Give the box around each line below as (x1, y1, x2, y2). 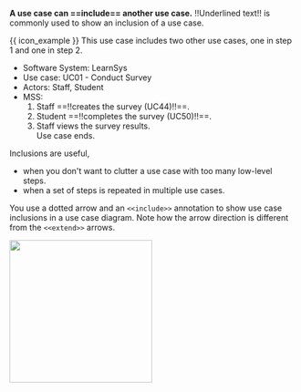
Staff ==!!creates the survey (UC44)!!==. (36, 101, 190, 112)
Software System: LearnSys (22, 63, 128, 73)
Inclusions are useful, (9, 148, 90, 159)
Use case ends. (36, 130, 96, 140)
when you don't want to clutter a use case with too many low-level (22, 166, 273, 176)
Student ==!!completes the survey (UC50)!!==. (36, 111, 213, 121)
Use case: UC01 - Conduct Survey (22, 72, 152, 83)
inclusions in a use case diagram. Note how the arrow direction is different (9, 212, 289, 222)
